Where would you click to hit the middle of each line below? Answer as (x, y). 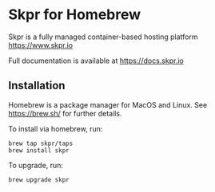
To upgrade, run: (36, 165)
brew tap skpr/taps (41, 143)
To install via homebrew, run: (56, 128)
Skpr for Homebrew (75, 15)
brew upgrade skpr (39, 180)
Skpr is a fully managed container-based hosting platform (103, 37)
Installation (37, 86)
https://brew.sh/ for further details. (65, 113)
